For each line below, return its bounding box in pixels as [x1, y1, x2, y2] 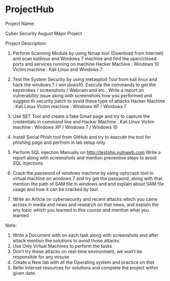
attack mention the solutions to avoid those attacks [12, 237, 120, 243]
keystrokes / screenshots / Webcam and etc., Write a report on [12, 87, 144, 93]
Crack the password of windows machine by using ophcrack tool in [12, 170, 154, 176]
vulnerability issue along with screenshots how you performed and [12, 92, 152, 98]
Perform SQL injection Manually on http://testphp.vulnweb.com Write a [12, 149, 161, 155]
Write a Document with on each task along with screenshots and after [12, 232, 159, 238]
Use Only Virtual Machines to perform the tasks [12, 243, 113, 249]
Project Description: [5, 40, 47, 46]
